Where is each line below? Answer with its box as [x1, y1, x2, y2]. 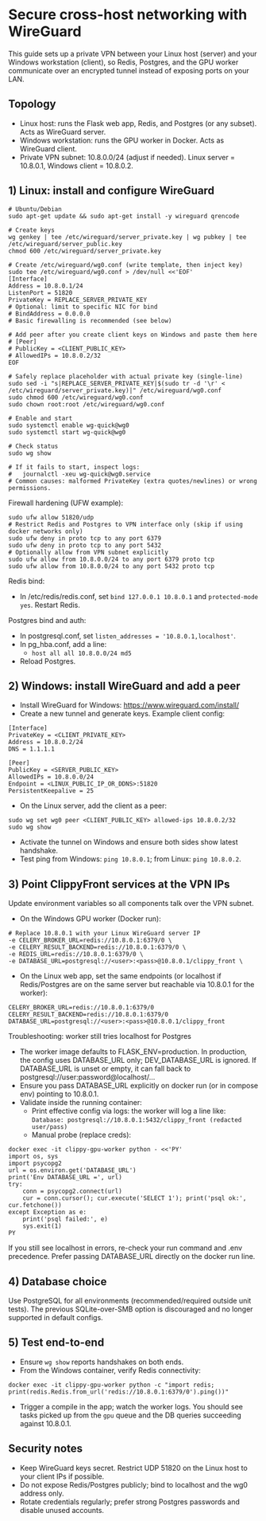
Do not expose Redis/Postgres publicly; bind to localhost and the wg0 [19, 1480, 249, 1489]
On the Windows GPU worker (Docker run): [19, 914, 161, 923]
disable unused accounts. [19, 1505, 105, 1515]
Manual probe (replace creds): [31, 1130, 132, 1140]
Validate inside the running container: [19, 1098, 143, 1107]
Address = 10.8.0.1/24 [8, 281, 83, 290]
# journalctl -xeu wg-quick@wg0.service [8, 470, 151, 478]
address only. [19, 1488, 65, 1498]
